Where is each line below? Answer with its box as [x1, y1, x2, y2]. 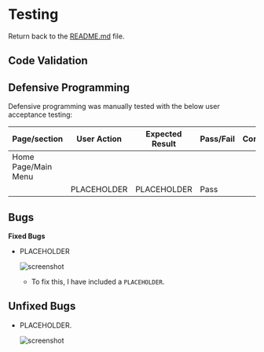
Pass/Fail [200, 133, 236, 144]
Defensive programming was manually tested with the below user [8, 102, 220, 111]
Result [152, 139, 177, 150]
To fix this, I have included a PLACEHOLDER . [31, 277, 165, 286]
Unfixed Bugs [8, 299, 76, 313]
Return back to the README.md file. [8, 31, 125, 41]
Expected [145, 129, 182, 140]
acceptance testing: [8, 110, 73, 119]
